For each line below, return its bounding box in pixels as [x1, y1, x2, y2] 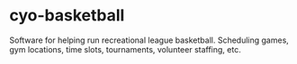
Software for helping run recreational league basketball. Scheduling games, [9, 35, 290, 45]
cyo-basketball [9, 5, 125, 26]
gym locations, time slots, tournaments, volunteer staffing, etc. [9, 44, 241, 54]
